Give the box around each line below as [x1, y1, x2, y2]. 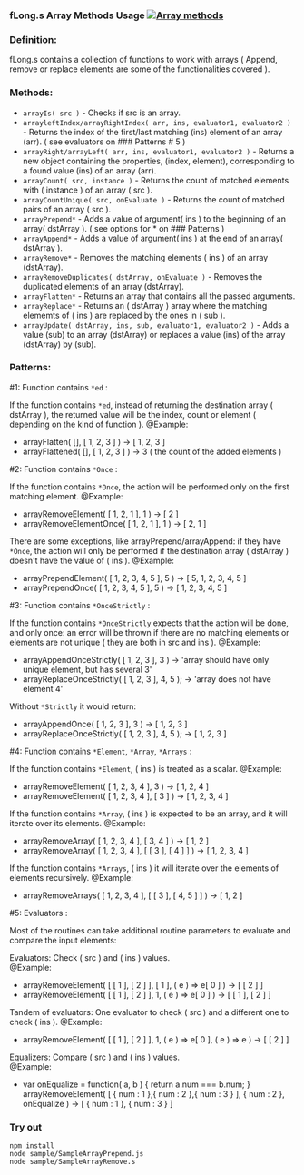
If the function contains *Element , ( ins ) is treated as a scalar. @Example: [9, 763, 283, 774]
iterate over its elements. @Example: [9, 817, 146, 828]
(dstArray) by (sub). [22, 339, 97, 350]
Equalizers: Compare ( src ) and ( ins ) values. [9, 1052, 180, 1062]
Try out [9, 1121, 43, 1133]
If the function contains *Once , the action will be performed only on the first [9, 481, 289, 492]
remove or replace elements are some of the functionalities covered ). [9, 64, 270, 74]
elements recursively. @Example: [9, 872, 134, 883]
